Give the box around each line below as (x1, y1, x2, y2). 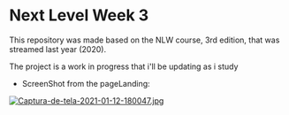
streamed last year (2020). (9, 43, 107, 54)
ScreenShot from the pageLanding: (21, 78, 150, 88)
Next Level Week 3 (9, 5, 149, 26)
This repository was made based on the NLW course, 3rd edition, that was (9, 34, 280, 45)
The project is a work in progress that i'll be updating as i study (9, 61, 239, 72)
